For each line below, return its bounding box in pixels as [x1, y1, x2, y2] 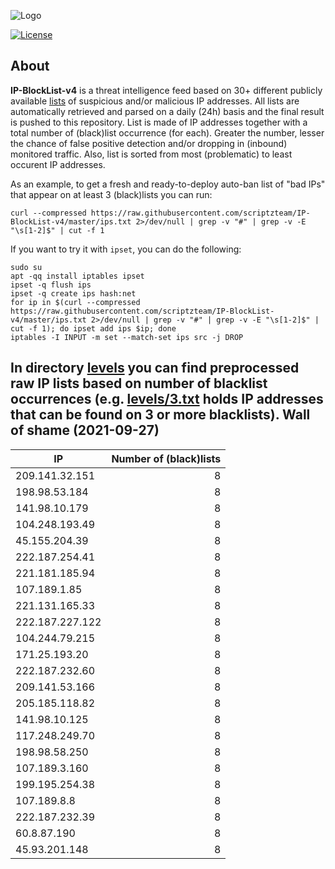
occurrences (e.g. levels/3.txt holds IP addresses [10, 391, 324, 408]
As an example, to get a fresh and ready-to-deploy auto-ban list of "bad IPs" [10, 178, 326, 190]
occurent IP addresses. [10, 158, 106, 170]
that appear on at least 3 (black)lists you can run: [10, 188, 213, 200]
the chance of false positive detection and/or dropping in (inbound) [10, 137, 288, 149]
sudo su [10, 262, 43, 272]
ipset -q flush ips [10, 280, 92, 290]
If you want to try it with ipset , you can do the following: [10, 243, 242, 255]
